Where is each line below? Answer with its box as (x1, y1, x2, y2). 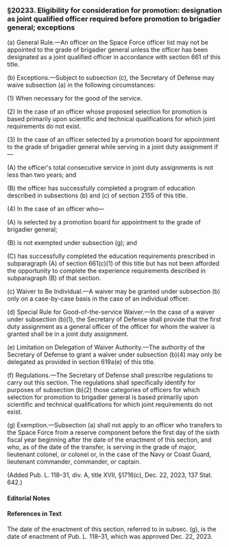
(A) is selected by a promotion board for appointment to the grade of (7, 218, 201, 226)
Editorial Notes (7, 494, 50, 502)
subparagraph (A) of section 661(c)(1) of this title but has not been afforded (7, 259, 219, 268)
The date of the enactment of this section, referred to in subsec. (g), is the (7, 525, 217, 533)
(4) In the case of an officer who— (7, 205, 105, 213)
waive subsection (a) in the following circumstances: (7, 81, 156, 89)
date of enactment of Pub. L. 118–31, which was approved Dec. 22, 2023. (7, 533, 213, 541)
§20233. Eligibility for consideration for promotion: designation (7, 6, 223, 15)
